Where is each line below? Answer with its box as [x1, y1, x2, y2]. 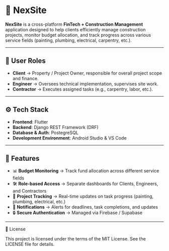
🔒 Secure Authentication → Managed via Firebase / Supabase [12, 210, 142, 216]
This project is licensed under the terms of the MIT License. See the [5, 236, 146, 242]
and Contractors [12, 188, 47, 194]
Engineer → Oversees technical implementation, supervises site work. [12, 81, 158, 87]
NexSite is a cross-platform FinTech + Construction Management [5, 21, 143, 27]
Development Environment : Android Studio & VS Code [12, 135, 127, 141]
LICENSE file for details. [5, 241, 55, 247]
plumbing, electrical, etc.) [12, 199, 66, 205]
